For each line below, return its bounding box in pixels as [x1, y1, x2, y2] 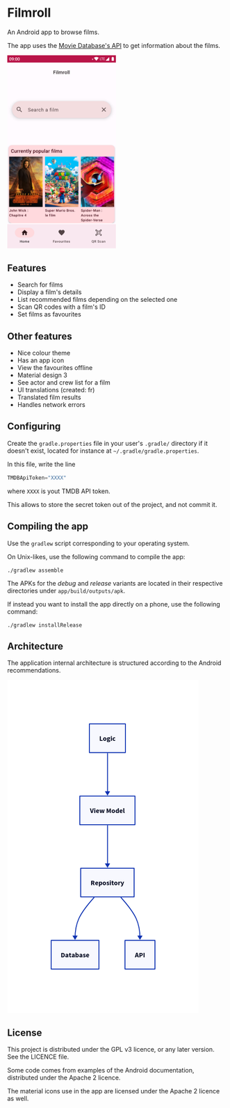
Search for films [17, 280, 64, 289]
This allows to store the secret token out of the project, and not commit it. [7, 500, 217, 508]
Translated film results [17, 393, 81, 401]
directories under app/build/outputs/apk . [7, 586, 126, 595]
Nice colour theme [17, 349, 71, 357]
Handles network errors [17, 401, 85, 408]
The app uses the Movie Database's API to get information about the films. [7, 41, 221, 49]
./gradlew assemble [7, 567, 64, 574]
